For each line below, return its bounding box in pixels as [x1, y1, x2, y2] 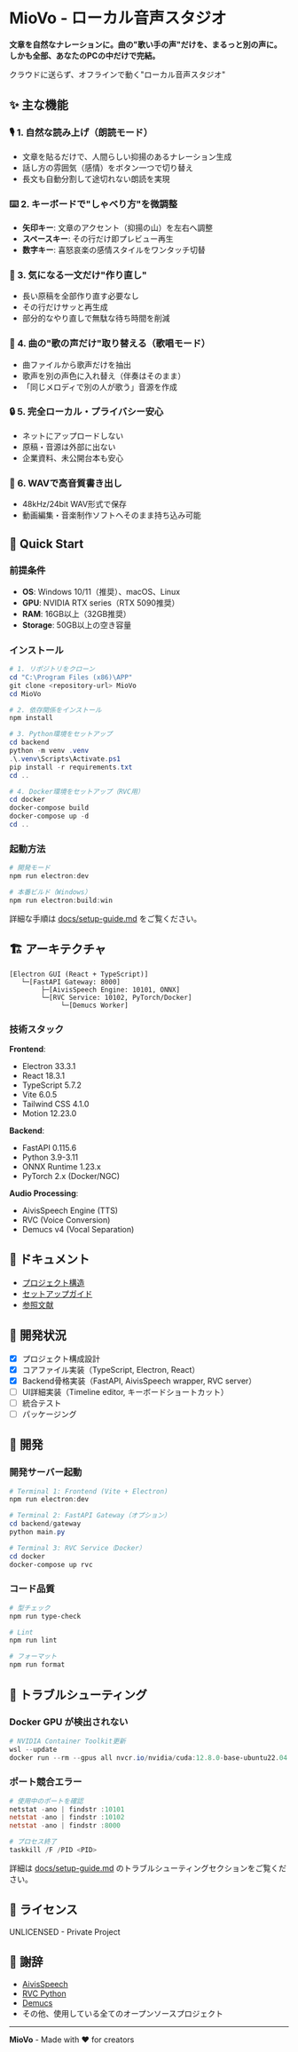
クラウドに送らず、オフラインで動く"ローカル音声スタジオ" [9, 68, 226, 80]
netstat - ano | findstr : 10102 [9, 1813, 125, 1822]
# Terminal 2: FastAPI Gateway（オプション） [9, 1511, 171, 1520]
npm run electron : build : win [9, 896, 114, 905]
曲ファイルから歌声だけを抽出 [21, 359, 131, 369]
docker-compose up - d [9, 812, 90, 821]
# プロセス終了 [9, 1837, 58, 1847]
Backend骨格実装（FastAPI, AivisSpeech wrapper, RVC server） [21, 1375, 257, 1386]
